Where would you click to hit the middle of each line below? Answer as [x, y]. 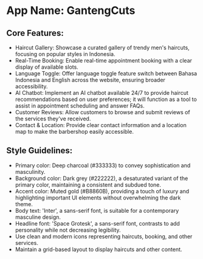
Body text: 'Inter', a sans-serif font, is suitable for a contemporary [97, 210]
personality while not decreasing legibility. [68, 230]
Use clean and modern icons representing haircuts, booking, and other [104, 236]
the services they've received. [53, 119]
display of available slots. [47, 67]
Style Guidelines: [40, 150]
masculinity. [30, 171]
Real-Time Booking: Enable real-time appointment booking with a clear [104, 60]
